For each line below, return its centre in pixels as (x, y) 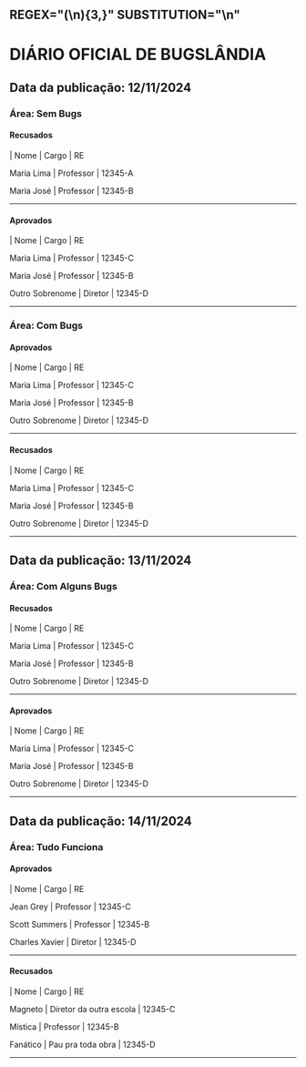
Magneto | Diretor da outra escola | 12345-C (92, 1010)
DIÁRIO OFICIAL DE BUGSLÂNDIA (138, 54)
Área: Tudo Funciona (56, 846)
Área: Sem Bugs (46, 113)
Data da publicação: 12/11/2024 (101, 87)
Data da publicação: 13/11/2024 (101, 561)
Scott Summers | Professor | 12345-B (80, 924)
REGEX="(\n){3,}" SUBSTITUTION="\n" (125, 15)
